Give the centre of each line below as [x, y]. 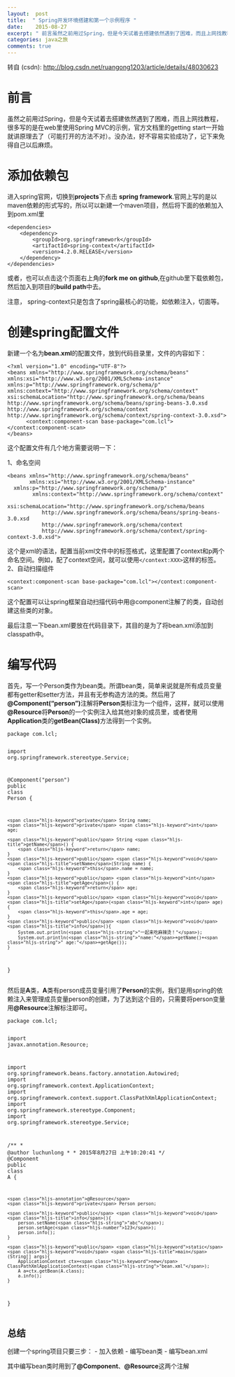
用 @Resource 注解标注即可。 [49, 1008]
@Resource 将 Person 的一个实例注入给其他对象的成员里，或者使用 [102, 712]
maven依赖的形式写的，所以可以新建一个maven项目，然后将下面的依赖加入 [115, 205]
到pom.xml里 [26, 214]
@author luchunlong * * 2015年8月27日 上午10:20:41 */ [86, 1152]
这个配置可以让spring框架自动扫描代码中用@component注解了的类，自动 [113, 601]
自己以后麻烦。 [35, 145]
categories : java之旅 [38, 40]
